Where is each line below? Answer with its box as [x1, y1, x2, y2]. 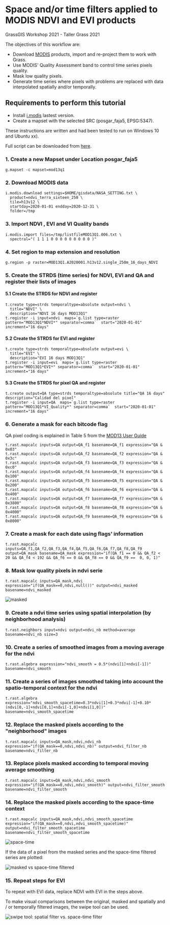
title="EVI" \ [10, 351, 40, 356]
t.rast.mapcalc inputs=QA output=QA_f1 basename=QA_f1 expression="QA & [5, 442, 163, 447]
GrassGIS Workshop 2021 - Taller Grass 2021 [5, 31, 100, 37]
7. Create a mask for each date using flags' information [5, 530, 144, 537]
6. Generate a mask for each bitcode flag [5, 421, 108, 428]
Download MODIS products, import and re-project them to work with [12, 51, 157, 57]
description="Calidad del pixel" [5, 395, 76, 401]
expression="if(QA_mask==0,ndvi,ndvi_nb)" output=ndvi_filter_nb [5, 743, 147, 749]
